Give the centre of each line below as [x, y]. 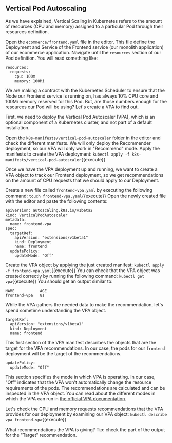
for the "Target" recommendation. [41, 435]
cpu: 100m [25, 76]
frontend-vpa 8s [25, 295]
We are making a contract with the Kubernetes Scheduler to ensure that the [85, 90]
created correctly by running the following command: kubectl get [75, 276]
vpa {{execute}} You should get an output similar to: [59, 281]
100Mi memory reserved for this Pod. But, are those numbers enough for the [86, 101]
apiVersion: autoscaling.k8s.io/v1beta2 [49, 210]
